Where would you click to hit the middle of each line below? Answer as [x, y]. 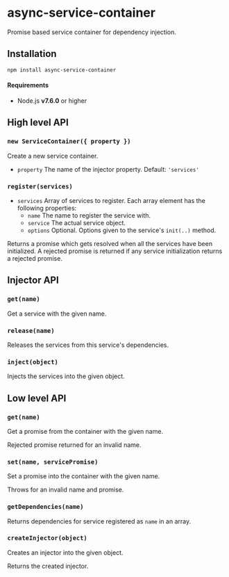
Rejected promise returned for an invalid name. [74, 445]
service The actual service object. [77, 222]
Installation [32, 54]
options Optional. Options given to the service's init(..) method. [122, 230]
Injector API [33, 281]
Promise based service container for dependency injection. [92, 32]
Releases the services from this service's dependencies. [88, 345]
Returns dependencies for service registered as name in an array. [99, 521]
